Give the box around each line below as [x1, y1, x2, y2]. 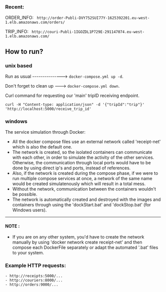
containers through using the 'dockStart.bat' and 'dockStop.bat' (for [12, 202, 151, 208]
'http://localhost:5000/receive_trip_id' [5, 106, 92, 111]
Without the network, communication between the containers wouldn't [12, 186, 157, 192]
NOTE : [5, 223, 20, 229]
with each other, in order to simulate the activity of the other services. [12, 154, 155, 160]
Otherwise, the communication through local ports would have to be [12, 160, 151, 166]
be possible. [12, 192, 38, 197]
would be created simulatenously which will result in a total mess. [12, 181, 146, 187]
